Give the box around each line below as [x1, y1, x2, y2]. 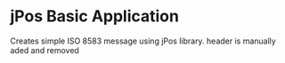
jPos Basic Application [10, 6, 179, 27]
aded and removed [10, 44, 79, 55]
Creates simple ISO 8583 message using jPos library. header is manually [10, 35, 277, 46]
